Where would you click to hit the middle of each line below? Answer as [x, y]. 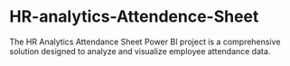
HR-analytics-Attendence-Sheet [134, 17]
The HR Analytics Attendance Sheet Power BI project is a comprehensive [145, 42]
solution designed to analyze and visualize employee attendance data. [140, 51]
